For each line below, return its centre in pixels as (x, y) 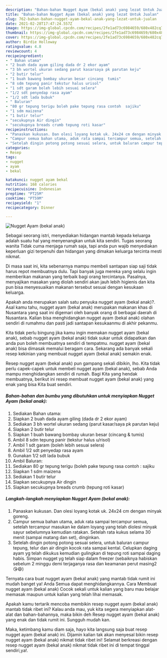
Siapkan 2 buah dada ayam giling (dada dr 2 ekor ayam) (70, 419)
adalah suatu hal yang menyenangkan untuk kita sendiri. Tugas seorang (79, 241)
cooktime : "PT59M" (25, 198)
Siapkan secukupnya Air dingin (44, 482)
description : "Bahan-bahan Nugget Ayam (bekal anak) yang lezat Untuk (80, 10)
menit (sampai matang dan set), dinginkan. (56, 538)
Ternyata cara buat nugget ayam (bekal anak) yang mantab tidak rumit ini (81, 579)
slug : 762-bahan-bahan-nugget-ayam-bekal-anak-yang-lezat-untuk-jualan (81, 19)
